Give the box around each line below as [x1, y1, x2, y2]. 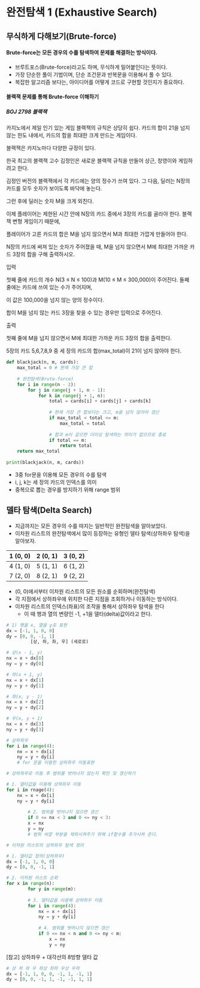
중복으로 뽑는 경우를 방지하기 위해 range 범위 [14, 486, 121, 493]
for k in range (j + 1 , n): [38, 393, 106, 399]
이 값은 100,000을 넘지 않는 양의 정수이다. [6, 296, 105, 304]
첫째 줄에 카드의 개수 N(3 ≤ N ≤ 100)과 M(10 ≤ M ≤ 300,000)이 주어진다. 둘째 [6, 276, 190, 283]
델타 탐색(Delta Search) [6, 505, 92, 516]
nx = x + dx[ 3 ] [6, 721, 44, 728]
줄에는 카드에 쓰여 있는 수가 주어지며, [6, 284, 93, 291]
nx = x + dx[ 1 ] [6, 677, 44, 683]
